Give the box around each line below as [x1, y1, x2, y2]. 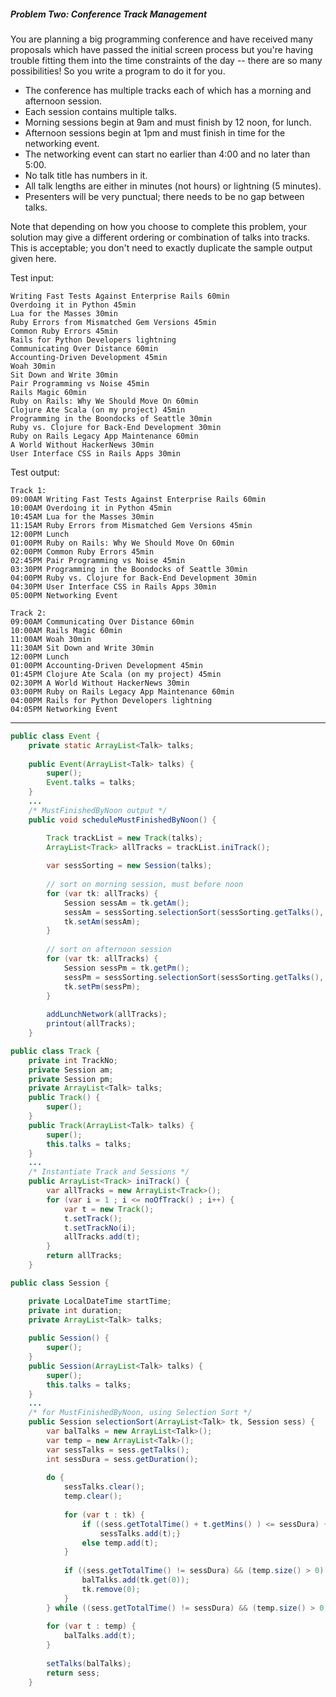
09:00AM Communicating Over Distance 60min [10, 616, 195, 627]
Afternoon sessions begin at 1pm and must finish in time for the [24, 126, 286, 139]
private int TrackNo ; [28, 1055, 118, 1065]
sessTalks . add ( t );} [99, 1528, 182, 1539]
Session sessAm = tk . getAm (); [63, 898, 190, 908]
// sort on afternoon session [46, 945, 172, 955]
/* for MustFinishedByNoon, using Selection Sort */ [28, 1408, 253, 1418]
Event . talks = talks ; [46, 778, 137, 788]
